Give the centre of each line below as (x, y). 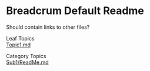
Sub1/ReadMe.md (27, 62)
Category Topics (26, 56)
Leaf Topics (20, 38)
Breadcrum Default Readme (75, 11)
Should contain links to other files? (48, 27)
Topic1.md (19, 45)
